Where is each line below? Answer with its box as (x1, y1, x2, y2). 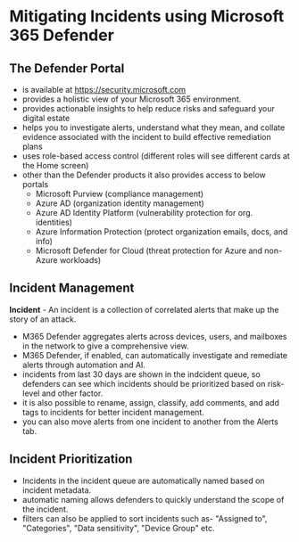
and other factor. (41, 388, 104, 398)
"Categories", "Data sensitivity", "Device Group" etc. (21, 522, 216, 533)
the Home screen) (21, 160, 89, 170)
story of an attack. (9, 314, 77, 324)
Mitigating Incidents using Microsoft (9, 6, 285, 27)
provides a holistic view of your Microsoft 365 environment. (21, 94, 242, 104)
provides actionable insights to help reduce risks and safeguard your (21, 103, 275, 113)
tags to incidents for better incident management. (21, 406, 205, 417)
